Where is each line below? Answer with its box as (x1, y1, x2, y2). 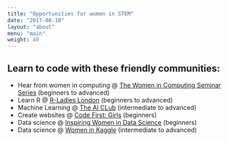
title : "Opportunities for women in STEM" (7, 10, 134, 18)
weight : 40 (7, 36, 40, 43)
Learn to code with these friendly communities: (7, 62, 220, 74)
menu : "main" (7, 29, 46, 37)
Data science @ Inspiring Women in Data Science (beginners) (17, 118, 198, 126)
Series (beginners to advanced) (17, 88, 110, 97)
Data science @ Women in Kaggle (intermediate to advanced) (17, 126, 198, 134)
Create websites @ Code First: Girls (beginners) (17, 110, 157, 119)
